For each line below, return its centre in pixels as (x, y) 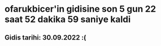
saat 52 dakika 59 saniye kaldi (68, 19)
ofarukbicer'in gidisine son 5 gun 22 (80, 9)
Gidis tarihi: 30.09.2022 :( (45, 37)
